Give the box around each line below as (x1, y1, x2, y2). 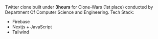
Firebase (12, 19, 30, 24)
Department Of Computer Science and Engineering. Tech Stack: (5, 9, 135, 15)
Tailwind (12, 29, 29, 35)
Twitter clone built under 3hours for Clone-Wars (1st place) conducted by (5, 4, 153, 10)
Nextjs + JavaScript (12, 24, 52, 30)
